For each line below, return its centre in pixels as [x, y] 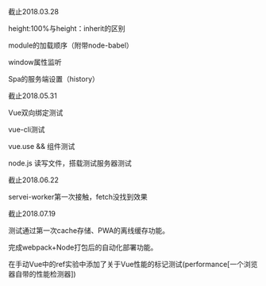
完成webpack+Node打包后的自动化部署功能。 [83, 247]
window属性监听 [35, 62]
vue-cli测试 [27, 130]
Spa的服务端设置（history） [54, 79]
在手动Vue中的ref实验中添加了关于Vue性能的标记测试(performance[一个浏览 [133, 264]
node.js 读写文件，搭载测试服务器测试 [70, 163]
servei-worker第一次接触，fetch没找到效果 [78, 197]
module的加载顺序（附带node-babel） [71, 45]
